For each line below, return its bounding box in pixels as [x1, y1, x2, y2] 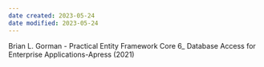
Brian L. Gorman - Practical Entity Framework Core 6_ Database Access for [8, 41, 257, 50]
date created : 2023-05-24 [8, 11, 95, 20]
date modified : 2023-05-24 [8, 19, 99, 27]
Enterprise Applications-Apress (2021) [8, 49, 135, 59]
